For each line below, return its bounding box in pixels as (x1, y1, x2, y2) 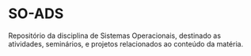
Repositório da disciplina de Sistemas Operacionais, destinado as (8, 31, 222, 40)
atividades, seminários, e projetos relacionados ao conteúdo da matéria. (8, 39, 244, 48)
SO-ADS (8, 5, 64, 23)
